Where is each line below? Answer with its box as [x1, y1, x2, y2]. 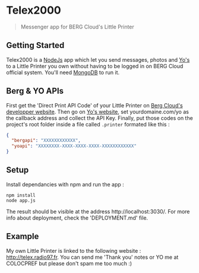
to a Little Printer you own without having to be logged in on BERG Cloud [6, 62, 184, 69]
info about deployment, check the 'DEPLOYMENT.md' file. [6, 214, 149, 221]
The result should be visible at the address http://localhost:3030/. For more [6, 208, 190, 215]
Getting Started [6, 40, 65, 50]
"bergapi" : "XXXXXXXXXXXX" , [11, 138, 81, 144]
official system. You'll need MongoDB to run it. [6, 69, 120, 76]
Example [6, 231, 39, 242]
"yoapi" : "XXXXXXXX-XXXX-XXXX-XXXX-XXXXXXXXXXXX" [11, 143, 137, 149]
